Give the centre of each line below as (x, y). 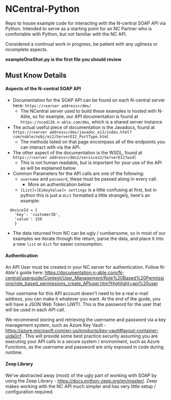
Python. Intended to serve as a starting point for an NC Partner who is (79, 28)
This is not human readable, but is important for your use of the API (91, 163)
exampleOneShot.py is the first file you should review (63, 59)
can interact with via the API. (50, 147)
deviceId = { (24, 210)
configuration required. (30, 392)
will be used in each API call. (35, 309)
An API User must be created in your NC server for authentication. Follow (82, 267)
